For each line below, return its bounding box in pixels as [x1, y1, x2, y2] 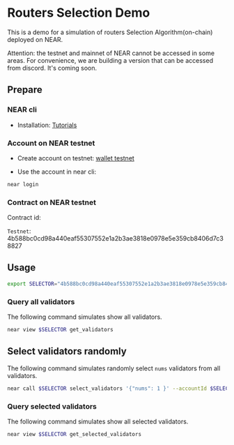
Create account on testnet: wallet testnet [17, 153, 134, 162]
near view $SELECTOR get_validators [7, 326, 114, 333]
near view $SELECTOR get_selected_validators [7, 430, 141, 437]
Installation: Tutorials [17, 121, 77, 129]
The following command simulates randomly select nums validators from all [7, 364, 221, 372]
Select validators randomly [7, 345, 127, 357]
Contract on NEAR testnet [7, 197, 96, 207]
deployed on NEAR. [7, 35, 63, 43]
